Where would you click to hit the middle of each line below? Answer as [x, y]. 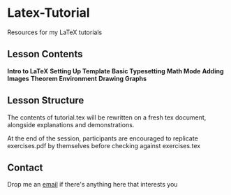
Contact [25, 167]
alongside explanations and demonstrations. [71, 124]
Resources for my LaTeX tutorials [55, 32]
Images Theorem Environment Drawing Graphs [77, 78]
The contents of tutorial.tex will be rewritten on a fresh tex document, [107, 117]
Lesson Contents [45, 54]
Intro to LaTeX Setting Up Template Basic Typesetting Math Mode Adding [115, 71]
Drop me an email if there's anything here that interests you [92, 185]
